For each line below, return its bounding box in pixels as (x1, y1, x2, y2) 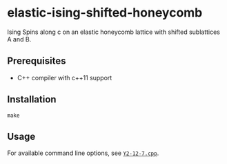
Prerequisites (7, 55, 66, 67)
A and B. (7, 35, 32, 43)
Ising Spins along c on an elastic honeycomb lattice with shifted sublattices (7, 28, 221, 36)
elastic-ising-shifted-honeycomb (7, 5, 203, 21)
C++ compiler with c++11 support (17, 73, 112, 82)
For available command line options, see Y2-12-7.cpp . (7, 149, 159, 157)
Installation (7, 93, 57, 105)
